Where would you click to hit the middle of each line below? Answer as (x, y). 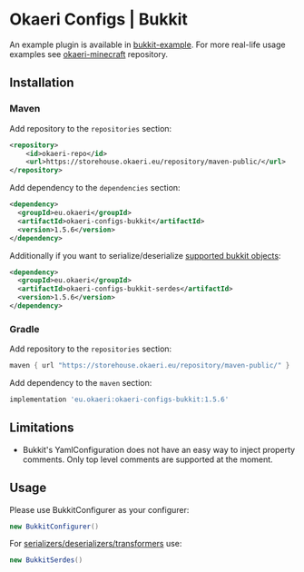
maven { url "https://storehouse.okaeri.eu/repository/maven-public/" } (150, 366)
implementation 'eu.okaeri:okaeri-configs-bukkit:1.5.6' (119, 399)
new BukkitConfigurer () (54, 527)
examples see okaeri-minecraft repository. (89, 54)
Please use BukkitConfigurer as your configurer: (99, 509)
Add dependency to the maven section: (81, 383)
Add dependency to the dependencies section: (95, 188)
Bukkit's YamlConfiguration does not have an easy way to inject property (159, 449)
